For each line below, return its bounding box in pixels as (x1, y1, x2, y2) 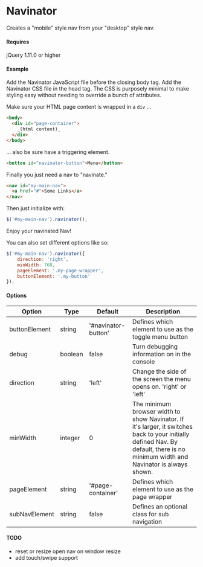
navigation (132, 517, 162, 526)
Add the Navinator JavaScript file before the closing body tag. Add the (6, 78, 182, 86)
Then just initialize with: (6, 205, 65, 212)
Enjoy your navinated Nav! (6, 228, 72, 235)
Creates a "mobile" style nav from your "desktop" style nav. (6, 24, 155, 31)
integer (60, 434, 80, 442)
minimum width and (132, 452, 188, 461)
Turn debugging (132, 342, 178, 351)
